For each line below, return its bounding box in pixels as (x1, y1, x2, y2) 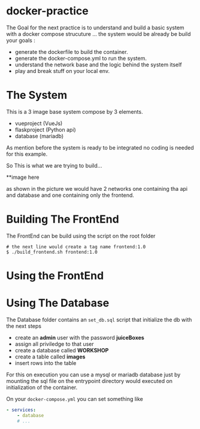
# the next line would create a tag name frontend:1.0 (6, 244, 146, 250)
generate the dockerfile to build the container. (14, 48, 128, 55)
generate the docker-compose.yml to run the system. (14, 54, 147, 62)
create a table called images (14, 353, 86, 360)
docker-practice (6, 4, 89, 18)
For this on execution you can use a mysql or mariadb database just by (6, 371, 181, 378)
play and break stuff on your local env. (14, 67, 110, 74)
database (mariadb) (14, 132, 64, 139)
